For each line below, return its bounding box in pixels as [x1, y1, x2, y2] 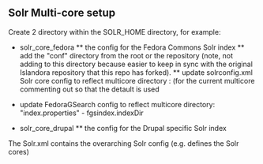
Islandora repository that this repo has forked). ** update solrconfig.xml [19, 67, 253, 77]
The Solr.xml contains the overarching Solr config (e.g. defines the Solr [8, 138, 239, 148]
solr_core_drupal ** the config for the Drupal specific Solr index [19, 123, 227, 132]
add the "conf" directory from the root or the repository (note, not [19, 50, 233, 60]
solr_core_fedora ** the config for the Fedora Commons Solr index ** [19, 43, 245, 52]
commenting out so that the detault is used [19, 84, 160, 94]
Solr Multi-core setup [8, 6, 116, 20]
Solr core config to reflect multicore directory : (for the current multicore [19, 76, 255, 85]
